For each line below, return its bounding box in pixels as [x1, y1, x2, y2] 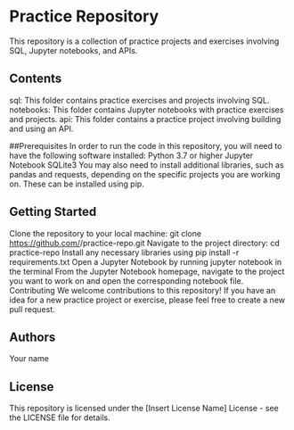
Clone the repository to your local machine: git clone [9, 227, 202, 238]
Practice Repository [9, 6, 159, 27]
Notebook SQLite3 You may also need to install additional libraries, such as [9, 159, 284, 170]
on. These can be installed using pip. [9, 178, 144, 189]
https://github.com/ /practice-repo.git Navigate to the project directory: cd [9, 237, 281, 248]
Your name [9, 353, 49, 364]
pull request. [9, 303, 55, 314]
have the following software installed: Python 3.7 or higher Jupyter [9, 150, 254, 161]
